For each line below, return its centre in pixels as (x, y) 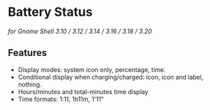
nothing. (30, 84)
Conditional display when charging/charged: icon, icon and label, (111, 77)
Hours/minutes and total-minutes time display (83, 91)
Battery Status (50, 12)
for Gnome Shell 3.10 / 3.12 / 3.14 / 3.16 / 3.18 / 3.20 (80, 31)
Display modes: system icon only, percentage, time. (91, 69)
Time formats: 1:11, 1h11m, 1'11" (61, 99)
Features (27, 53)
